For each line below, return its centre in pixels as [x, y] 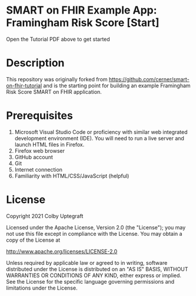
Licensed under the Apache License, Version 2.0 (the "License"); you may [96, 227]
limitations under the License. [42, 288]
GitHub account [34, 157]
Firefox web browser [39, 150]
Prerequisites [40, 116]
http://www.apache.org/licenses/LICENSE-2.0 [62, 251]
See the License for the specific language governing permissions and [90, 281]
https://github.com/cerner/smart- [149, 79]
